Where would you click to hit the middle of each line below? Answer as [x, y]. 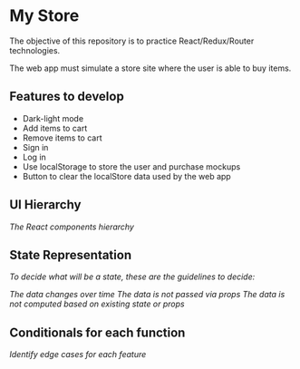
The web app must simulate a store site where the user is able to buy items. [150, 68]
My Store [44, 16]
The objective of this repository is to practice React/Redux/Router [132, 41]
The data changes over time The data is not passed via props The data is [147, 295]
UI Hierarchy [45, 205]
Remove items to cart [62, 138]
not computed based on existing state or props [97, 304]
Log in [34, 157]
